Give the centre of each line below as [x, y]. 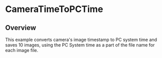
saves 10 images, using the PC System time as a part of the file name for [80, 45]
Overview [21, 28]
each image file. [22, 50]
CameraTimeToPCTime [54, 9]
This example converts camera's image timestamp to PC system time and [81, 39]
